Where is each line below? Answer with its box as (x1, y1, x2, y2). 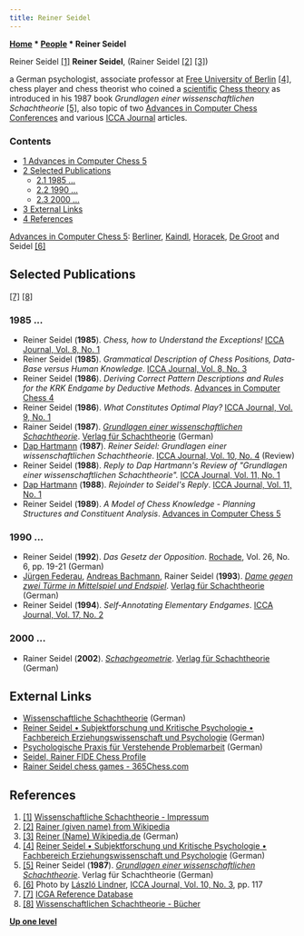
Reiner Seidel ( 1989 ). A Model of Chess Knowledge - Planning (22, 499, 256, 510)
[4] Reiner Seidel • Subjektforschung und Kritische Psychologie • (22, 841, 268, 851)
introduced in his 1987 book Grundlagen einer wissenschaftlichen (9, 93, 255, 104)
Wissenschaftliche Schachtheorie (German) (22, 712, 186, 723)
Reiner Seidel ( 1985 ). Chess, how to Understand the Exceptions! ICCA (22, 334, 285, 345)
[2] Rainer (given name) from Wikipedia (22, 821, 171, 832)
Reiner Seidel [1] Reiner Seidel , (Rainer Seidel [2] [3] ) (9, 55, 209, 66)
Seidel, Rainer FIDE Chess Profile (22, 752, 147, 762)
